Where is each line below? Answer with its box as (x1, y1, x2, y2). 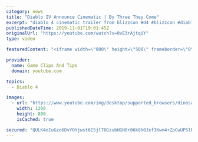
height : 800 (16, 111, 46, 117)
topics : (6, 79, 25, 84)
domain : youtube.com (11, 68, 62, 74)
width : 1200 (16, 106, 46, 111)
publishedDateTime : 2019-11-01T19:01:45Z (6, 25, 110, 31)
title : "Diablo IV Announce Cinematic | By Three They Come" (6, 14, 160, 20)
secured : (6, 127, 28, 133)
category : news (6, 8, 44, 15)
